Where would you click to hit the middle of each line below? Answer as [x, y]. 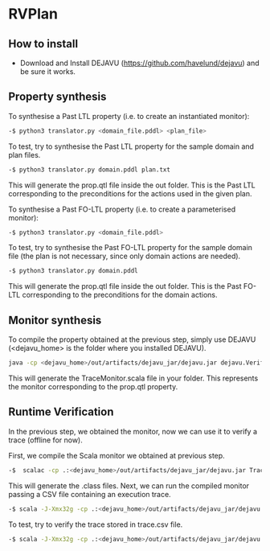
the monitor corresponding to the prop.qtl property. [93, 387]
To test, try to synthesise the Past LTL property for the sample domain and [131, 146]
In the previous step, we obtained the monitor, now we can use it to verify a [133, 431]
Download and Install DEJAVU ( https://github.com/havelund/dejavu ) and [139, 63]
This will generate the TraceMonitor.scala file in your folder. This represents [133, 378]
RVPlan [33, 14]
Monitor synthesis [55, 320]
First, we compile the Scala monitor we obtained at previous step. [117, 455]
